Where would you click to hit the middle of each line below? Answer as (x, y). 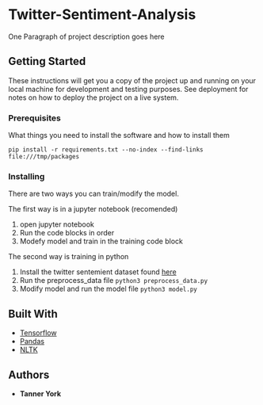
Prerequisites (34, 118)
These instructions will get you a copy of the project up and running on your (132, 80)
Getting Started (47, 61)
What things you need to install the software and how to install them (119, 136)
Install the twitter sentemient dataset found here (98, 272)
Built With (33, 313)
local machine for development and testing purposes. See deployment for (128, 89)
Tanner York (40, 393)
